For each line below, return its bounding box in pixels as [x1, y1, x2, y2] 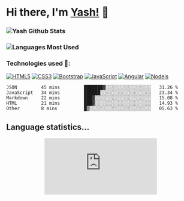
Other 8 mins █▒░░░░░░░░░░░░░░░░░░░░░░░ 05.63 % [6, 105, 179, 112]
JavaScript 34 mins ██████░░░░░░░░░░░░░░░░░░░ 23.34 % [6, 90, 179, 96]
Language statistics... [6, 122, 90, 132]
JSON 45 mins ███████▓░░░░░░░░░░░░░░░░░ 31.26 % [6, 84, 179, 91]
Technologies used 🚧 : [6, 59, 71, 67]
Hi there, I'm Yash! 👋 [6, 5, 109, 19]
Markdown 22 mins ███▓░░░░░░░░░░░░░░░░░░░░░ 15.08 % [6, 95, 179, 101]
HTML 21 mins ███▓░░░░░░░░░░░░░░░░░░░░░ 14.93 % [6, 100, 179, 107]
